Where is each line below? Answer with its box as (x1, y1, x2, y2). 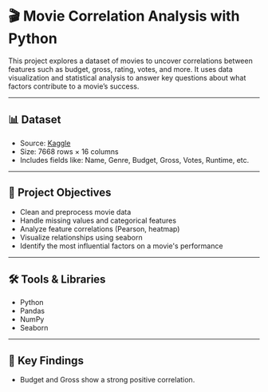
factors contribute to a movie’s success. (8, 81, 140, 91)
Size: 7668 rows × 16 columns (19, 146, 119, 156)
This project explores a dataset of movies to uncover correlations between (8, 56, 253, 65)
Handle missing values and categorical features (19, 216, 177, 225)
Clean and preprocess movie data (19, 207, 132, 216)
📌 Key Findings (8, 354, 84, 367)
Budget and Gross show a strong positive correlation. (19, 375, 195, 385)
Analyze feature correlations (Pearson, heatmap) (19, 224, 180, 233)
